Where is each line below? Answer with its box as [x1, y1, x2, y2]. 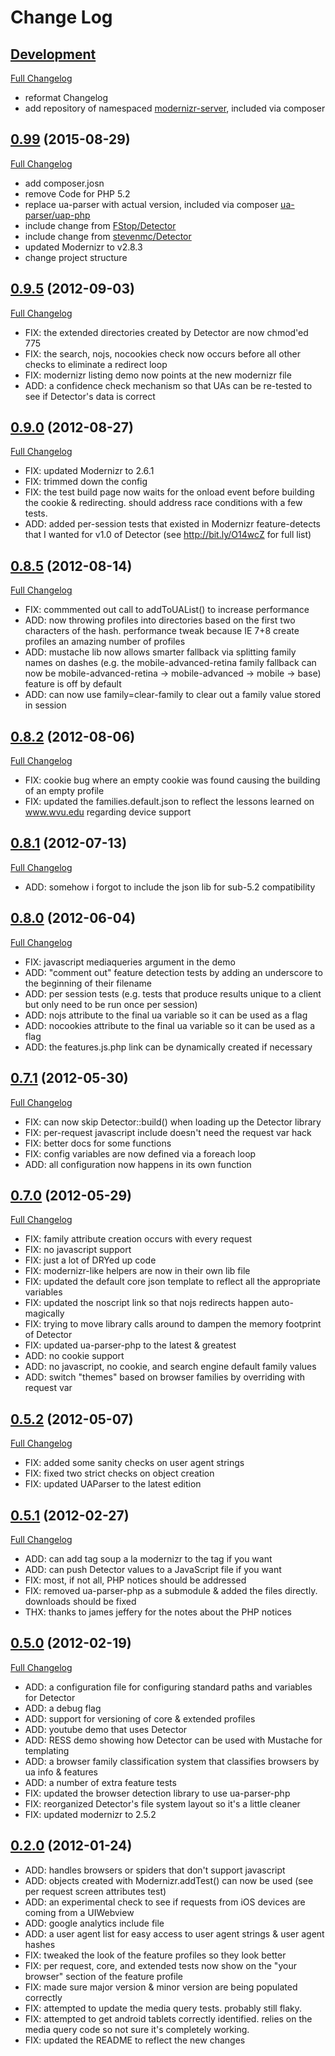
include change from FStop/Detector [24, 219, 177, 231]
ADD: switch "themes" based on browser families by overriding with [24, 1371, 306, 1383]
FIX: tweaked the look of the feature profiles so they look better [24, 1949, 287, 1961]
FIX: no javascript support [24, 1244, 132, 1256]
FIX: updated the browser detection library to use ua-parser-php [24, 1787, 291, 1799]
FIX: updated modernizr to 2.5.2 [24, 1808, 157, 1820]
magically [24, 1307, 65, 1320]
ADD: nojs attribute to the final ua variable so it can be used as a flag [24, 1009, 308, 1021]
